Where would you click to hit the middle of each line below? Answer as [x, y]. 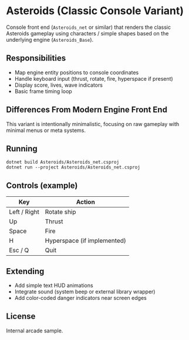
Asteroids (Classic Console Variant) [95, 11]
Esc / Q [19, 250]
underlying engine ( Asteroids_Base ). [50, 39]
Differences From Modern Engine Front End [87, 110]
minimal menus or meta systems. [46, 130]
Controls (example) [42, 185]
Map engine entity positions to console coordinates [77, 72]
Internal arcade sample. [35, 331]
